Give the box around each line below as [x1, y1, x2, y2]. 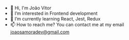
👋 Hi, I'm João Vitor [10, 5, 51, 11]
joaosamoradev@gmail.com [10, 29, 70, 35]
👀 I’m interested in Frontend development [10, 10, 98, 16]
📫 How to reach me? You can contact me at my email [10, 22, 124, 28]
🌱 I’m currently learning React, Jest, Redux [10, 16, 101, 22]
